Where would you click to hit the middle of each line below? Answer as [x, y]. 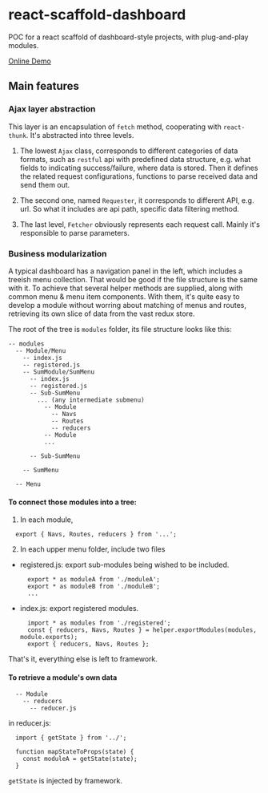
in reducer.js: [30, 723]
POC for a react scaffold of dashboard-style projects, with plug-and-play [128, 37]
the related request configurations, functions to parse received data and [139, 176]
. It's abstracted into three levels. [80, 135]
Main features [44, 86]
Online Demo [30, 61]
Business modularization [58, 253]
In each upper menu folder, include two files [92, 549]
